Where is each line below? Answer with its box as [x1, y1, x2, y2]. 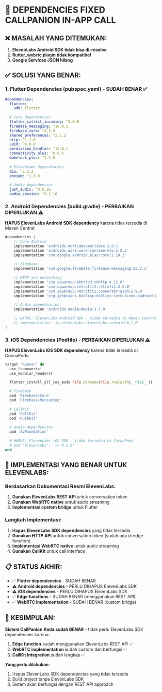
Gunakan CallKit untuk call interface [12, 548, 85, 554]
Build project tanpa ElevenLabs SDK [12, 676, 84, 682]
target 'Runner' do [5, 362, 45, 367]
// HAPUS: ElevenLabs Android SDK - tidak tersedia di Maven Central [14, 315, 158, 321]
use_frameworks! [9, 366, 42, 371]
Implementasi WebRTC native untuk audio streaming [12, 543, 119, 549]
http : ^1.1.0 [9, 137, 36, 142]
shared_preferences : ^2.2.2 [9, 133, 66, 138]
